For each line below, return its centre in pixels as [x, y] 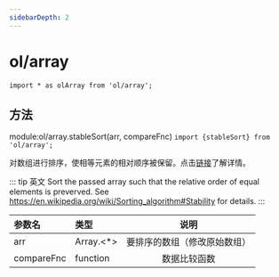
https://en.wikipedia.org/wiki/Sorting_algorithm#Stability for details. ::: [137, 201]
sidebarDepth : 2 [39, 17]
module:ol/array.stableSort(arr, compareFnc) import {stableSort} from [140, 137]
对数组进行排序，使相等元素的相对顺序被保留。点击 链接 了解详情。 [130, 163]
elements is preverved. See [59, 191]
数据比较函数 [188, 259]
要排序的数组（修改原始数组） [188, 242]
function [92, 258]
